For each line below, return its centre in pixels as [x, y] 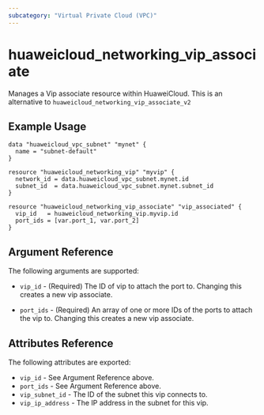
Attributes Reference [61, 343]
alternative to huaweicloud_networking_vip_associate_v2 [100, 102]
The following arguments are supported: [74, 271]
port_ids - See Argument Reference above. [91, 386]
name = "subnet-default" [56, 152]
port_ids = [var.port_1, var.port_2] [77, 221]
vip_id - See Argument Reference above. [87, 377]
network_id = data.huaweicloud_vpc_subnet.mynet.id [102, 179]
